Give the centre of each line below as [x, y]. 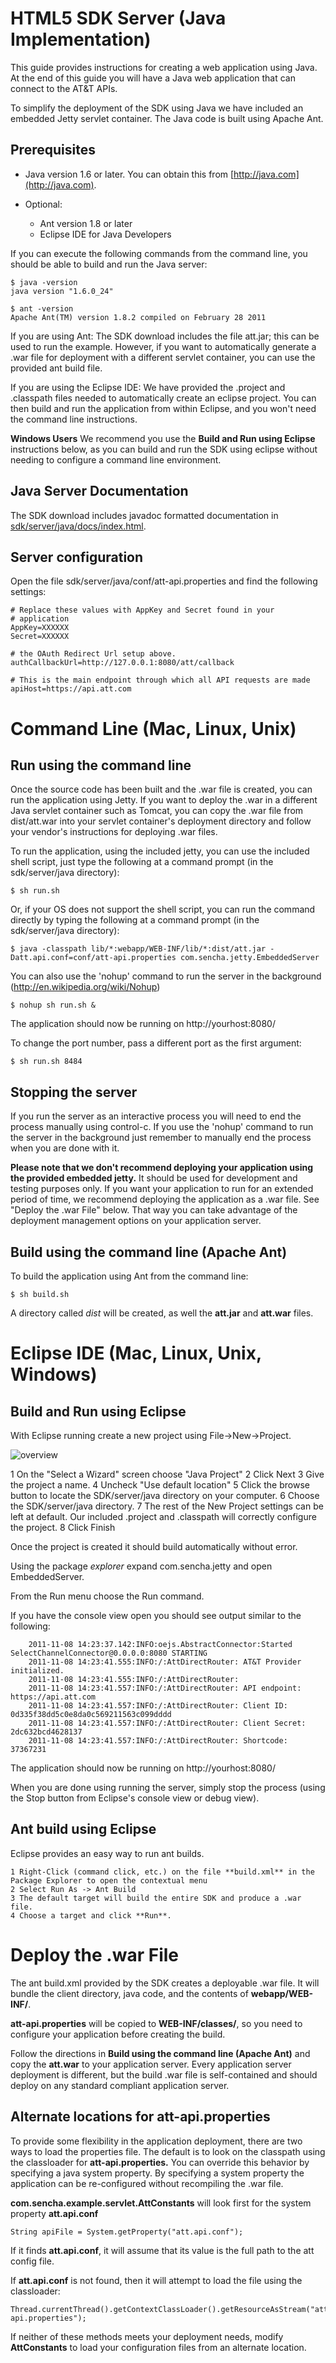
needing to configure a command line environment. [116, 459]
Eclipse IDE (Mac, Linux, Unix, [136, 1353]
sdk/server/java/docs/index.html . [78, 526]
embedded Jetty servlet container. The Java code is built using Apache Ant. [167, 118]
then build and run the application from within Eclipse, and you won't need [163, 408]
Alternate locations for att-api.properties [140, 2117]
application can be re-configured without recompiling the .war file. [147, 2183]
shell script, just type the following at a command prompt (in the [142, 862]
